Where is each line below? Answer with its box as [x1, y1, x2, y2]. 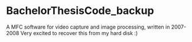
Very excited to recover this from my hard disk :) [20, 29, 138, 36]
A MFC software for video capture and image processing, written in [6, 23, 170, 30]
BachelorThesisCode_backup [6, 4, 155, 17]
